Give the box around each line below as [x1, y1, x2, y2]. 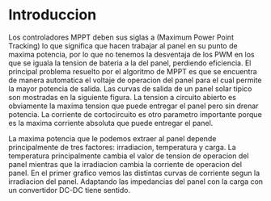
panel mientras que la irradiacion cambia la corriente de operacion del [8, 159, 243, 169]
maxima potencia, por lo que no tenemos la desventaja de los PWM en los [8, 49, 255, 59]
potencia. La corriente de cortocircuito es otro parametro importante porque [8, 109, 263, 119]
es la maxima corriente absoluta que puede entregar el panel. [8, 118, 214, 128]
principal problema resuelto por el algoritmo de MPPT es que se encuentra [8, 66, 257, 76]
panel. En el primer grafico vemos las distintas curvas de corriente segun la [8, 168, 260, 178]
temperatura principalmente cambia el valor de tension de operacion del [8, 151, 249, 161]
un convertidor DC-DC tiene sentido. [8, 185, 131, 195]
